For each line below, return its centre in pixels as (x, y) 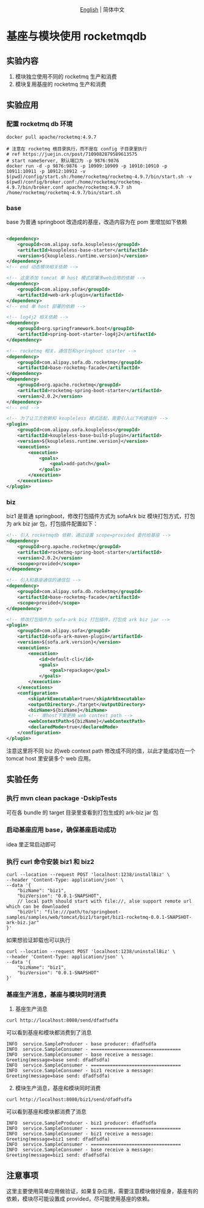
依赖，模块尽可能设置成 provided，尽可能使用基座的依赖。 (80, 1199)
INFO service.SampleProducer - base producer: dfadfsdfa (81, 1044)
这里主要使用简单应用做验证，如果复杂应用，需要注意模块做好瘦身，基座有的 (102, 1191)
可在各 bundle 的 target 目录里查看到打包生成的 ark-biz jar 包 (82, 813)
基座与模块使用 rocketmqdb (77, 37)
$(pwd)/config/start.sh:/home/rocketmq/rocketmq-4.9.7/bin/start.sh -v (99, 177)
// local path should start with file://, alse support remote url (104, 901)
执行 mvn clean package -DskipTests (62, 798)
